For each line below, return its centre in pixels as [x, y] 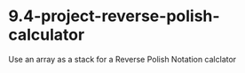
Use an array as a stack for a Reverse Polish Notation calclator [122, 59]
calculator [47, 35]
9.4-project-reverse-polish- [114, 16]
